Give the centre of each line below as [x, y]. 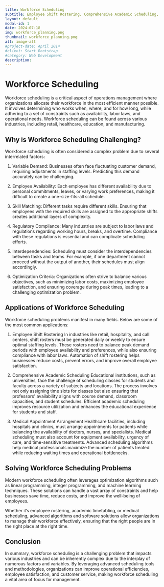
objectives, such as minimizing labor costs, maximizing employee [78, 282]
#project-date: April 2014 [33, 46]
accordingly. [25, 267]
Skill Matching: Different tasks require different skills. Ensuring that [79, 206]
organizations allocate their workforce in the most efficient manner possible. [82, 103]
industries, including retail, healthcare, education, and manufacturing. [75, 124]
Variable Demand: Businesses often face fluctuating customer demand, [84, 166]
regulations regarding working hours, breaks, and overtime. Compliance [85, 231]
